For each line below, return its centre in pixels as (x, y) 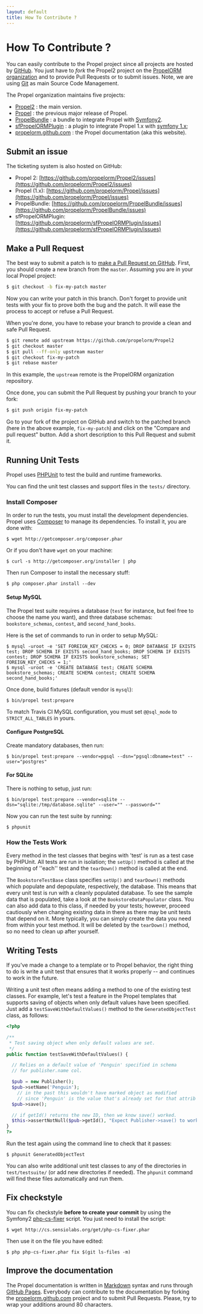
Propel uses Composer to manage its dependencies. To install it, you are (96, 521)
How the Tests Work (37, 842)
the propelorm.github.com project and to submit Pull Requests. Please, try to (101, 1298)
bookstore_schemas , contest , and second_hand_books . (71, 623)
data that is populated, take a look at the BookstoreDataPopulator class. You (100, 900)
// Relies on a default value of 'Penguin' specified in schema (94, 1065)
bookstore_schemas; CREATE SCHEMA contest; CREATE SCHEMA (81, 673)
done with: (20, 528)
